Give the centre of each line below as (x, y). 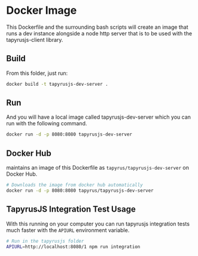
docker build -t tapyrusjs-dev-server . (57, 84)
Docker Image (42, 10)
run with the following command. (47, 124)
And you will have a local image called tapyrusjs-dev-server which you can (99, 117)
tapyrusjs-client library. (35, 40)
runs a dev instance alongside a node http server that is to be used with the (99, 33)
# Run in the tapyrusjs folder (45, 241)
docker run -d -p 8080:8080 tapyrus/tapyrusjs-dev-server (80, 191)
